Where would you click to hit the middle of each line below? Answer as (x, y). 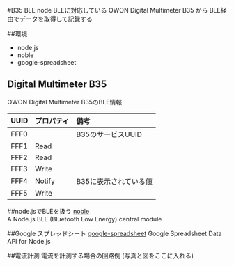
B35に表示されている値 (115, 181)
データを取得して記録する (56, 19)
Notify (45, 181)
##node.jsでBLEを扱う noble (48, 211)
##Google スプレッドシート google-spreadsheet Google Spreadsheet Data (115, 233)
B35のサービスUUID (109, 134)
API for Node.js (29, 241)
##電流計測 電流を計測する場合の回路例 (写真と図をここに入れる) (100, 256)
